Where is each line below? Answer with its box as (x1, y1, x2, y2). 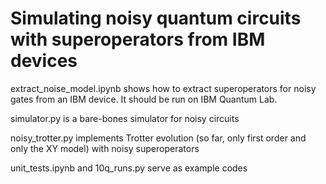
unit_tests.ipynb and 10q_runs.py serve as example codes (10, 162, 248, 174)
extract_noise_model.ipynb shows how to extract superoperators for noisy (10, 82, 317, 94)
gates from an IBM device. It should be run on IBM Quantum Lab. (10, 93, 278, 105)
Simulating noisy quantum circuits (10, 7, 302, 30)
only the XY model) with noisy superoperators (10, 142, 200, 154)
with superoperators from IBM (10, 28, 266, 51)
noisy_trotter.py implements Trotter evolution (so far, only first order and (10, 132, 307, 144)
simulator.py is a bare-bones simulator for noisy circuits (10, 112, 240, 124)
